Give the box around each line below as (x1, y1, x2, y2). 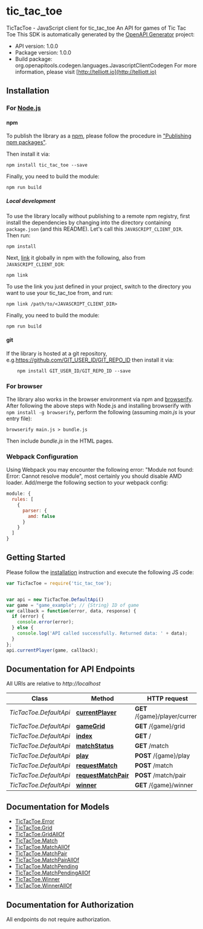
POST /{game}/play (135, 752, 190, 760)
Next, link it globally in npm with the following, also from (6, 254, 146, 262)
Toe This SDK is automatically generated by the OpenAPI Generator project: (6, 30, 195, 38)
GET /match (135, 742, 169, 750)
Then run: (6, 232, 31, 239)
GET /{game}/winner (135, 781, 193, 790)
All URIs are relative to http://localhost (6, 680, 101, 687)
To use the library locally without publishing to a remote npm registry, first (6, 213, 190, 220)
